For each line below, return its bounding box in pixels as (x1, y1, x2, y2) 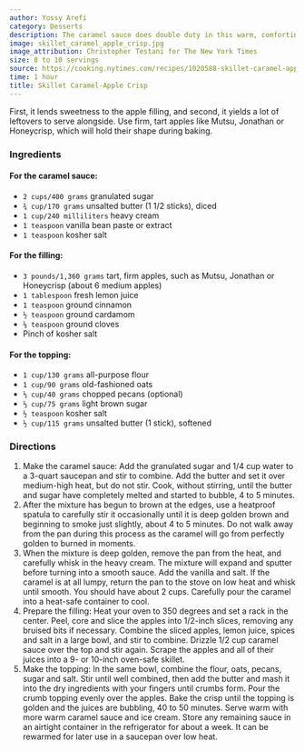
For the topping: (9, 349, 72, 360)
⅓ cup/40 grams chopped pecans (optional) (22, 388, 183, 400)
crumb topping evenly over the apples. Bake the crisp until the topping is (22, 693, 295, 704)
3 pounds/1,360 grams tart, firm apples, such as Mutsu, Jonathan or (22, 270, 275, 281)
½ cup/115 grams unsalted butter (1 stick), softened (22, 417, 212, 428)
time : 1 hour (9, 73, 59, 82)
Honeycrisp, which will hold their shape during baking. (9, 125, 213, 136)
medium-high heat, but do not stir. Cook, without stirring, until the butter (22, 480, 292, 491)
